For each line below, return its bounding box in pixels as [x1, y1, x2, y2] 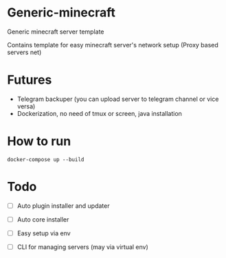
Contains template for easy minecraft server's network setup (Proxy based [7, 40, 218, 49]
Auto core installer [16, 215, 69, 224]
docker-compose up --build [7, 156, 84, 163]
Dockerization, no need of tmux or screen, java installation [16, 109, 182, 117]
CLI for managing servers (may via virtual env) [16, 242, 149, 251]
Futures [7, 72, 52, 88]
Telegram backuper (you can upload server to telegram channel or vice [16, 95, 219, 103]
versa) [16, 102, 36, 110]
